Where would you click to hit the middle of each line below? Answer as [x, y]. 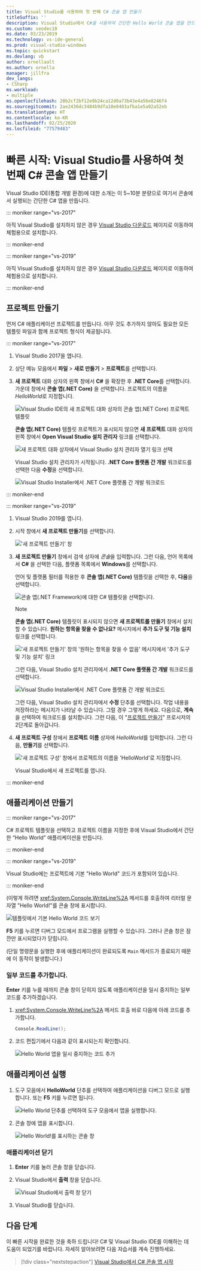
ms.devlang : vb [25, 56]
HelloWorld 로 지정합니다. [44, 396]
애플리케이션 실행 [36, 1075]
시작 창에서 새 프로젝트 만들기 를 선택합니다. [65, 531]
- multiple [20, 95]
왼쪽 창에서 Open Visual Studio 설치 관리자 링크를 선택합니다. [88, 436]
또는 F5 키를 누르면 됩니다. [63, 1097]
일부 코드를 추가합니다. [37, 975]
